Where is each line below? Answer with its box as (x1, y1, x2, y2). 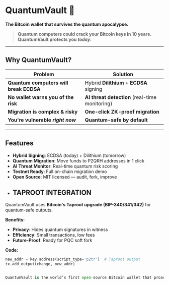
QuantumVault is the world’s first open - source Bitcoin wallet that (5, 275, 152, 280)
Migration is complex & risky (8, 108, 78, 115)
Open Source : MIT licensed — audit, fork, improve (12, 174, 117, 180)
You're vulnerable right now (8, 116, 76, 123)
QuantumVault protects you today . (17, 36, 92, 42)
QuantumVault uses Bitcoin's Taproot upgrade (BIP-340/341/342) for (5, 202, 151, 208)
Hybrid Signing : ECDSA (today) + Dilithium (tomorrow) (12, 152, 126, 158)
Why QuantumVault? (5, 55, 72, 65)
